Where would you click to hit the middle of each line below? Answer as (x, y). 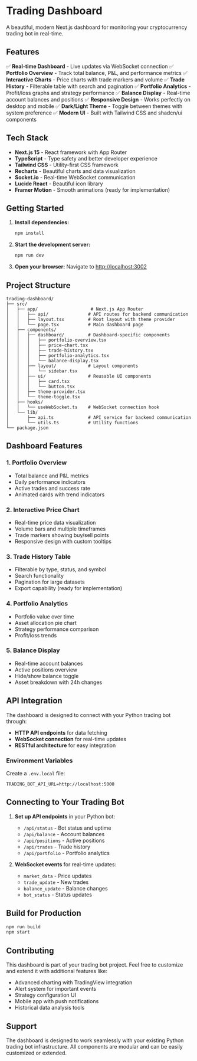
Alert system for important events (55, 989)
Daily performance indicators (50, 482)
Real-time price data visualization (55, 522)
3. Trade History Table (38, 556)
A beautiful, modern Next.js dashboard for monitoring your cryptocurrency (97, 27)
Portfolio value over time (44, 616)
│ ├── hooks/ (25, 402)
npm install (29, 233)
